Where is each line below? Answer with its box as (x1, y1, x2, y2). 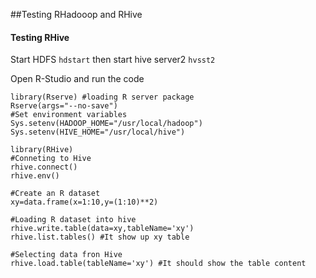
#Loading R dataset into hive (10, 215, 137, 225)
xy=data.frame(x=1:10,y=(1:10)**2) (10, 197, 159, 208)
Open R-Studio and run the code (10, 73, 145, 85)
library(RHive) (10, 145, 74, 155)
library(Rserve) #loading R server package (10, 92, 195, 103)
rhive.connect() (10, 162, 78, 173)
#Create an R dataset (10, 189, 101, 199)
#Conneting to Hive (10, 154, 92, 164)
